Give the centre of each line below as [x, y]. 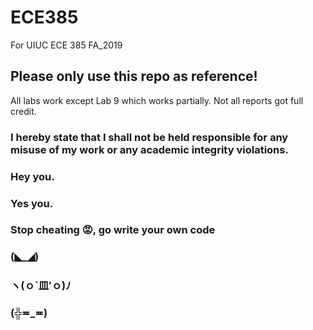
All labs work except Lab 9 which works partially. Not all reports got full [157, 100]
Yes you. [32, 203]
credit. [23, 111]
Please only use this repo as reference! [134, 76]
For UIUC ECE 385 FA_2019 [66, 45]
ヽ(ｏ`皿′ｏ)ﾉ [41, 286]
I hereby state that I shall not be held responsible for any [149, 137]
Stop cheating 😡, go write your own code [113, 230]
